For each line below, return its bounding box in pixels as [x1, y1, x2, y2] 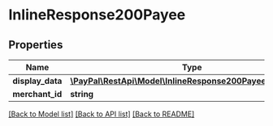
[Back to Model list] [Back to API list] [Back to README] [8, 109, 195, 119]
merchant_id [12, 89, 63, 99]
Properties [8, 38, 63, 52]
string [70, 89, 94, 99]
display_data [12, 75, 63, 86]
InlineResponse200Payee [8, 6, 186, 24]
